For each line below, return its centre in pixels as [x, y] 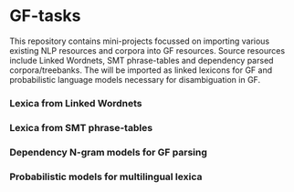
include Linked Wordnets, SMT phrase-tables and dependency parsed [142, 60]
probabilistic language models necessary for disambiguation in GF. [135, 79]
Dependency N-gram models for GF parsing [109, 152]
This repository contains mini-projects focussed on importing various [140, 41]
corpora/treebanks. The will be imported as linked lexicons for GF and [141, 70]
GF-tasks [45, 16]
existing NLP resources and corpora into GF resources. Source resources [147, 50]
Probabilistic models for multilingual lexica [106, 177]
